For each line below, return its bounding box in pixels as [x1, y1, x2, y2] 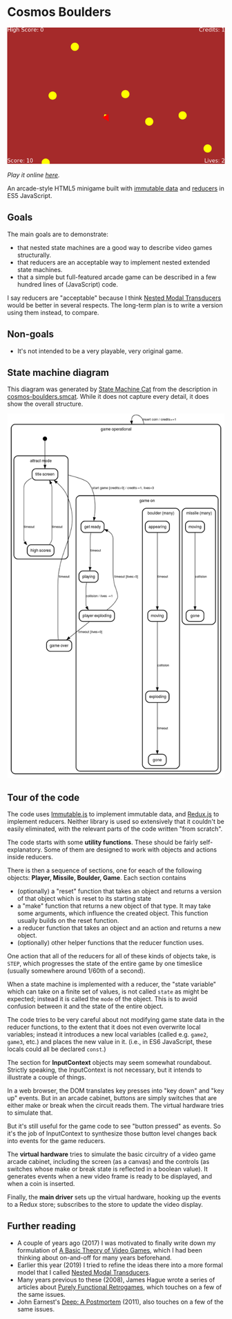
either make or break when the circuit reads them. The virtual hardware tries [7, 1102, 224, 1110]
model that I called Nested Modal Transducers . [17, 1268, 151, 1276]
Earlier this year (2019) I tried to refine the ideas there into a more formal [17, 1261, 223, 1269]
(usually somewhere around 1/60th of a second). [7, 967, 146, 975]
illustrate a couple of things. [7, 1073, 86, 1082]
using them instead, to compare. [7, 308, 99, 316]
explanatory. [7, 845, 43, 854]
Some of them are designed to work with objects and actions [43, 845, 217, 854]
